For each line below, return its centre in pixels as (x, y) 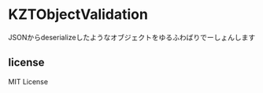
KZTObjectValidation (78, 15)
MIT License (28, 81)
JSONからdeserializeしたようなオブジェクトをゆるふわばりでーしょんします (132, 37)
